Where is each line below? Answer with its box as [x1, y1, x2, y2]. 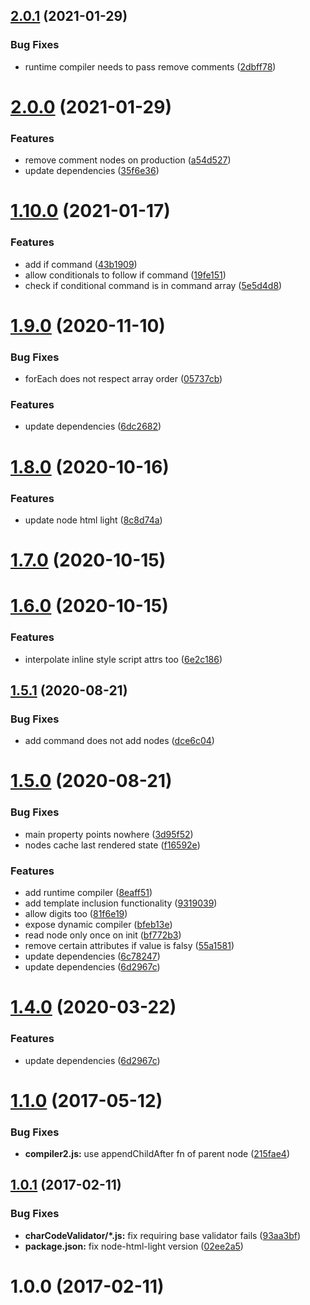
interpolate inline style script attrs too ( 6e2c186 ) [24, 653, 223, 665]
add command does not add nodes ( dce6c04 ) [24, 735, 215, 747]
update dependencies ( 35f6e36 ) [24, 165, 160, 177]
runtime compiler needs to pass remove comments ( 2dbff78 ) [24, 60, 277, 73]
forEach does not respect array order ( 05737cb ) [24, 373, 223, 385]
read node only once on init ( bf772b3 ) [24, 929, 182, 941]
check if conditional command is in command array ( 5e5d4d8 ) [24, 279, 283, 291]
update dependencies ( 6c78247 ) [24, 950, 161, 963]
